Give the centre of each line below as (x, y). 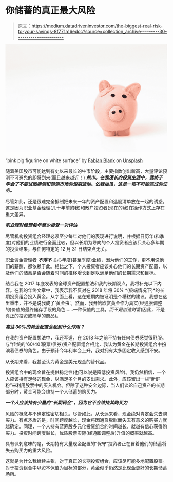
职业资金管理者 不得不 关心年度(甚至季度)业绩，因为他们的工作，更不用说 (83, 260)
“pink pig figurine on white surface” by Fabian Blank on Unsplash (74, 160)
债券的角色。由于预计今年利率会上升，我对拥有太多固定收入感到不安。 (88, 350)
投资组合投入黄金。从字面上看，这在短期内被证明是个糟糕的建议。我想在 (86, 296)
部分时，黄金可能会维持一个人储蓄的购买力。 (53, 391)
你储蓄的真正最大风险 (51, 11)
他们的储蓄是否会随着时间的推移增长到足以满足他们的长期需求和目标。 (84, 273)
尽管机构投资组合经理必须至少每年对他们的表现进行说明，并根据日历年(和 (83, 236)
